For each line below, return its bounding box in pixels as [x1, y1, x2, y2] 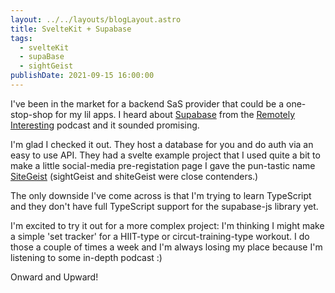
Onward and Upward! [10, 271, 99, 283]
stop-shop [10, 108, 53, 120]
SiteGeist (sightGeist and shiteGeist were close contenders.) [10, 170, 259, 182]
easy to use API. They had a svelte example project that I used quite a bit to [10, 149, 321, 161]
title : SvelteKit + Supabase [10, 24, 132, 34]
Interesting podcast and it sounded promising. [10, 119, 200, 131]
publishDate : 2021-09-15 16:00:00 [10, 71, 155, 81]
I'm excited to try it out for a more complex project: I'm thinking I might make [10, 219, 325, 231]
